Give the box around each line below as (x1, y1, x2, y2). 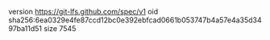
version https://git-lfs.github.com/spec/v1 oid (8, 7, 159, 16)
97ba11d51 (8, 24, 43, 33)
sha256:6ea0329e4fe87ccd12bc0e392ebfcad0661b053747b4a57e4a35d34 (8, 15, 262, 25)
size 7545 (44, 24, 77, 33)
